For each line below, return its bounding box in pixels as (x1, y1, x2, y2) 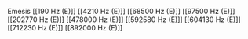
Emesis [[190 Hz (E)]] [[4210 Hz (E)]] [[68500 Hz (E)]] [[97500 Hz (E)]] (7, 7, 235, 16)
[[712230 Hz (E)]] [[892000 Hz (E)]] (7, 23, 123, 32)
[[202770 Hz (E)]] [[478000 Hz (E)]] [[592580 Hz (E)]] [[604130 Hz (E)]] (7, 15, 241, 24)
